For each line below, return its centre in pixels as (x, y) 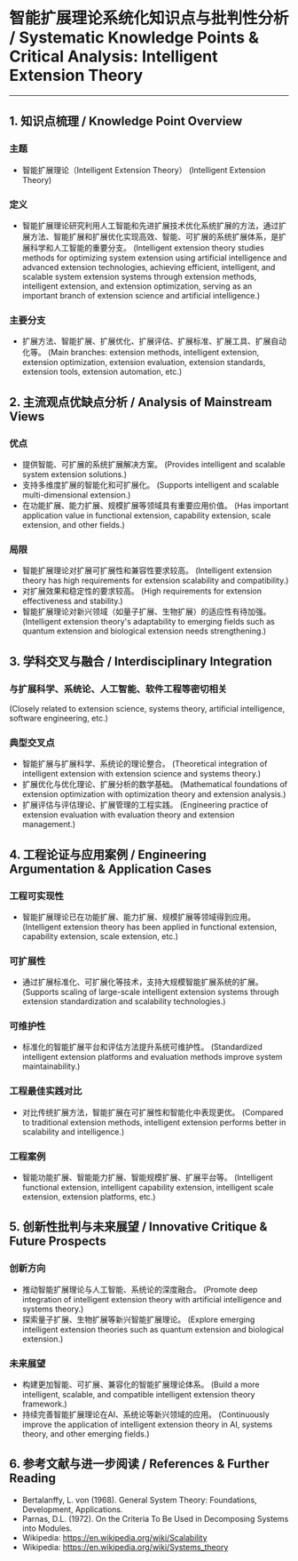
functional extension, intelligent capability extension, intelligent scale (148, 1188)
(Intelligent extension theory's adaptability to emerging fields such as (148, 622)
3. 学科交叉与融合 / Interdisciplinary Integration (141, 661)
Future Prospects (58, 1242)
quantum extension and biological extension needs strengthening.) (144, 631)
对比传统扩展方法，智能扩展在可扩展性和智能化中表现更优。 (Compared (153, 1112)
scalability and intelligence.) (73, 1131)
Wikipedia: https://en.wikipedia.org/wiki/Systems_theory (125, 1547)
